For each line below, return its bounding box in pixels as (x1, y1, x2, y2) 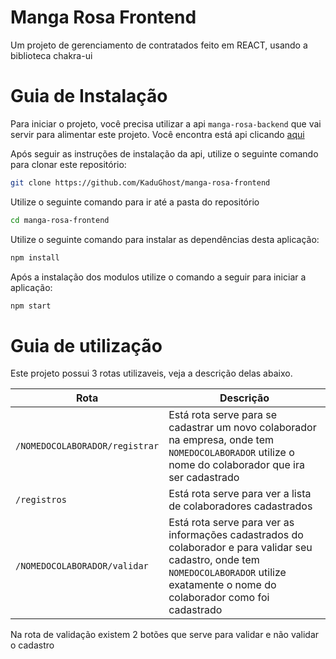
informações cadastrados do (168, 528, 304, 542)
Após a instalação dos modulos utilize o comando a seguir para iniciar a (10, 271, 307, 283)
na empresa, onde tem (168, 433, 275, 447)
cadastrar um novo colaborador (168, 421, 317, 435)
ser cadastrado (168, 471, 240, 485)
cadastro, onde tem (168, 553, 260, 567)
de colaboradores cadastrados (168, 499, 313, 513)
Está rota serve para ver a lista (168, 487, 312, 501)
